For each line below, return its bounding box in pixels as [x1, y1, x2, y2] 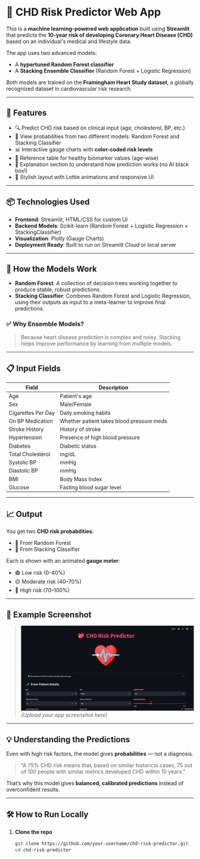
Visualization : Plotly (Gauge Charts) [14, 235, 104, 242]
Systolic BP [8, 459, 37, 466]
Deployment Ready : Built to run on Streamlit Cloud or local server [14, 241, 177, 248]
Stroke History [8, 426, 44, 433]
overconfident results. [6, 786, 61, 793]
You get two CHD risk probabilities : [6, 528, 94, 535]
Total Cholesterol [8, 450, 51, 458]
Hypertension [8, 434, 42, 441]
